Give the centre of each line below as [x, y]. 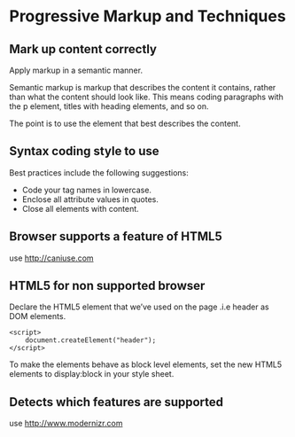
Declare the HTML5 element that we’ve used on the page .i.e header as [139, 307]
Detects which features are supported [116, 402]
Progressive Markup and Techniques [147, 16]
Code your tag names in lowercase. [87, 190]
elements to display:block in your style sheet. [92, 374]
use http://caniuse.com [52, 258]
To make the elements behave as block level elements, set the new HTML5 [146, 364]
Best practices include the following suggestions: [99, 172]
